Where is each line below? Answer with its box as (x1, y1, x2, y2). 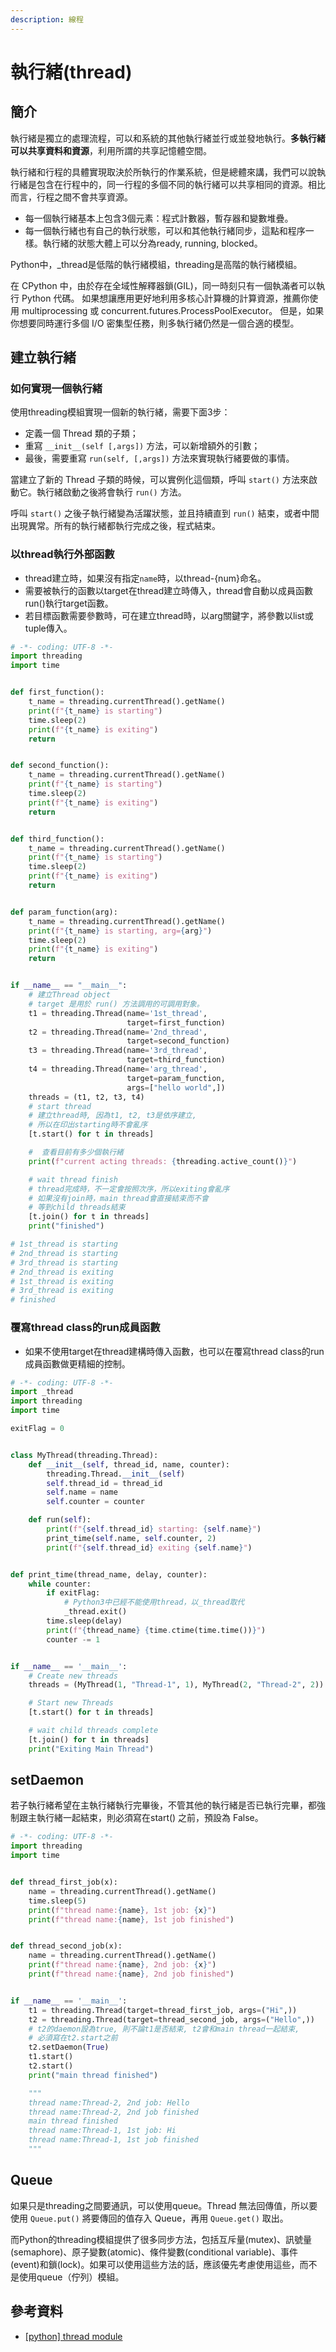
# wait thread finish (28, 1174, 118, 1185)
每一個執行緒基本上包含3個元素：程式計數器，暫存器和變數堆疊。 (24, 212, 294, 224)
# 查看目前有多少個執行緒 (28, 1147, 124, 1158)
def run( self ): (28, 1515, 92, 1525)
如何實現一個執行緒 (10, 381, 103, 395)
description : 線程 (10, 14, 84, 25)
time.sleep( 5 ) (28, 1896, 87, 1906)
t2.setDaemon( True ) (28, 2042, 110, 2053)
